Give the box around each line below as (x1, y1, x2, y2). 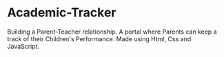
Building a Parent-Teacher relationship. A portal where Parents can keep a (7, 27, 217, 36)
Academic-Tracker (7, 5, 116, 21)
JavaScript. (7, 42, 40, 50)
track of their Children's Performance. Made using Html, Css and (7, 34, 192, 43)
